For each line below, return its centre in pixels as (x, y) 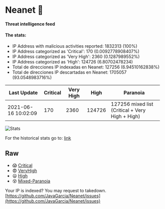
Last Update (24, 92)
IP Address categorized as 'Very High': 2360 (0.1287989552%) (76, 57)
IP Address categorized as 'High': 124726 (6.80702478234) (72, 61)
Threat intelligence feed (30, 24)
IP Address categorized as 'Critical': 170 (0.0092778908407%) (76, 51)
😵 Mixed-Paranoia (31, 181)
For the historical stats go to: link (38, 138)
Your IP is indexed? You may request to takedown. (56, 190)
